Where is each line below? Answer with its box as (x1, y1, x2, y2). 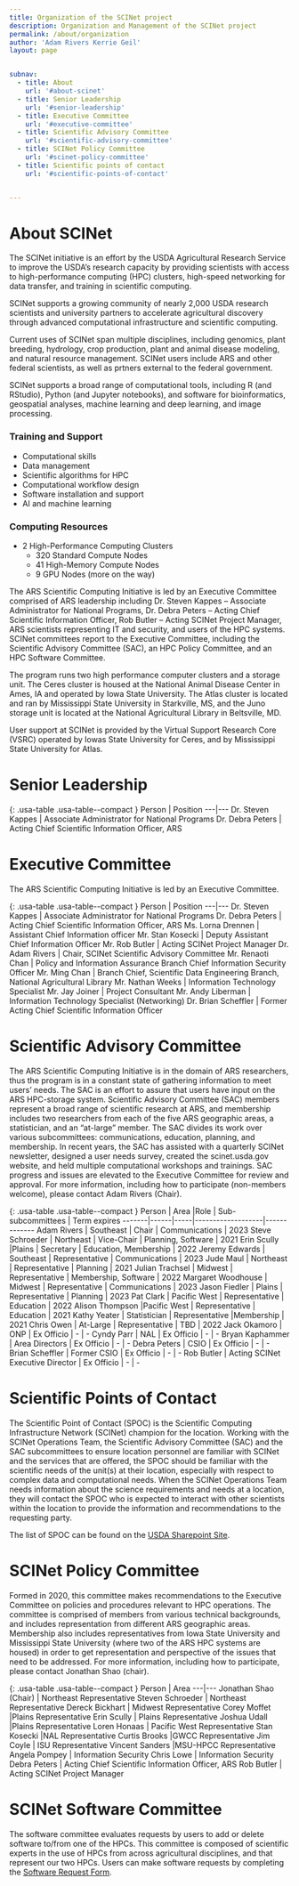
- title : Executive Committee (17, 111, 129, 120)
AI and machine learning (21, 498, 112, 508)
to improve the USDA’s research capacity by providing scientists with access (9, 262, 290, 272)
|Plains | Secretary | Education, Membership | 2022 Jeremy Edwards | (9, 1243, 265, 1254)
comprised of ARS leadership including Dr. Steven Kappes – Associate (9, 595, 267, 606)
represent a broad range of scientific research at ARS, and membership (9, 1103, 271, 1113)
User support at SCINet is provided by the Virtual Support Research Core (9, 724, 277, 735)
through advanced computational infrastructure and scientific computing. (9, 317, 279, 328)
